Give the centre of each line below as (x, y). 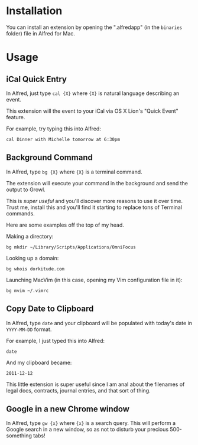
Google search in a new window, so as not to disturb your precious (87, 430)
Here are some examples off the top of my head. (65, 225)
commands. (21, 213)
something (19, 436)
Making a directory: (30, 236)
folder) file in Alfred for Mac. (41, 33)
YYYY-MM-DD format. (29, 329)
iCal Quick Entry (36, 79)
